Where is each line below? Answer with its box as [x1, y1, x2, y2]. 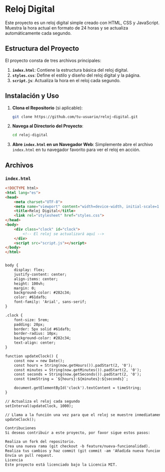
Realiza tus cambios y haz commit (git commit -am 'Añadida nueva [5, 448, 144, 453]
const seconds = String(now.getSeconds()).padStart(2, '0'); [14, 372, 141, 377]
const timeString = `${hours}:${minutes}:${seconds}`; [14, 377, 129, 382]
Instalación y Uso [5, 92, 59, 100]
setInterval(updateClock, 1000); [5, 403, 74, 409]
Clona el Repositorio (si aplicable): [12, 105, 83, 111]
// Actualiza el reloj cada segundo [5, 399, 80, 404]
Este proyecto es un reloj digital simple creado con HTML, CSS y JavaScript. [5, 20, 160, 26]
